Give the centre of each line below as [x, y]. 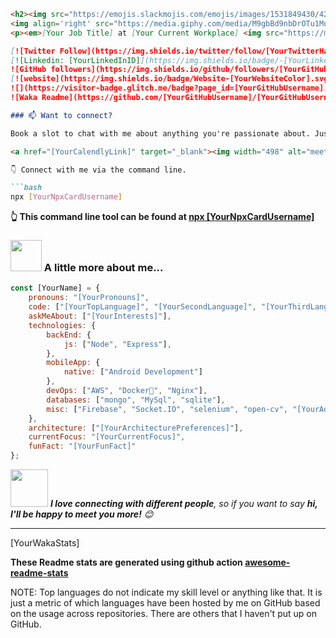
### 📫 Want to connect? [61, 115]
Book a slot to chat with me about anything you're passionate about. [160, 133]
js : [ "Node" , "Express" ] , [117, 344]
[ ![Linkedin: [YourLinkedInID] [75, 60]
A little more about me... [103, 268]
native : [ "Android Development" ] [133, 372]
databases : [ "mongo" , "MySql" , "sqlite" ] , [136, 400]
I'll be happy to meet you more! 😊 [82, 514]
